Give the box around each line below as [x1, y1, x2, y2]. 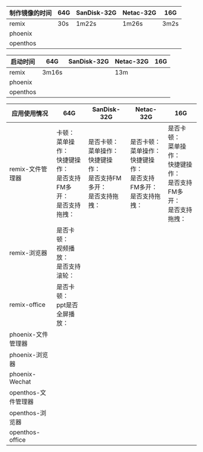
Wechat [9, 378, 31, 386]
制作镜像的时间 [9, 9, 53, 17]
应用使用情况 [11, 109, 48, 117]
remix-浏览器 [9, 249, 48, 257]
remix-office [9, 300, 46, 309]
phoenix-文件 [9, 331, 48, 338]
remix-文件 [9, 165, 42, 173]
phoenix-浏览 [9, 350, 48, 359]
